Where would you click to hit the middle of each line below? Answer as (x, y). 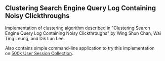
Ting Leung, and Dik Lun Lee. (35, 38)
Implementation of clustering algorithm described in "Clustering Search (78, 28)
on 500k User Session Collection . (39, 53)
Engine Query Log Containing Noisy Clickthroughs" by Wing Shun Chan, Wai (83, 33)
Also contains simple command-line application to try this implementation (80, 48)
